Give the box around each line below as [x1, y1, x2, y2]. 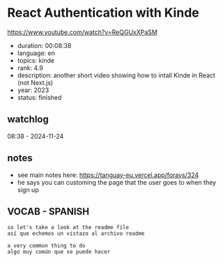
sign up [17, 185, 40, 194]
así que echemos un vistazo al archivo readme [7, 230, 145, 238]
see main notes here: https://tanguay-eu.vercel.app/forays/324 [17, 171, 199, 179]
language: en [17, 49, 56, 57]
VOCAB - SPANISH [7, 206, 89, 217]
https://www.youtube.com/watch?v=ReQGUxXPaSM [7, 28, 158, 36]
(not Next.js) [17, 78, 54, 86]
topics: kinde [17, 56, 55, 64]
